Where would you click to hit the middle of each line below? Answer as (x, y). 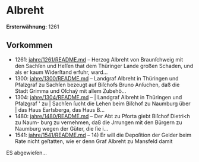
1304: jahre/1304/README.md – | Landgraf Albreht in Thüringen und (98, 97)
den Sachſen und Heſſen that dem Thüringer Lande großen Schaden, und (104, 66)
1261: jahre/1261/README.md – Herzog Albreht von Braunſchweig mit (99, 59)
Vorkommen (29, 45)
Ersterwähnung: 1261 (33, 27)
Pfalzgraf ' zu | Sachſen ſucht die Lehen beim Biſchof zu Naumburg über (103, 103)
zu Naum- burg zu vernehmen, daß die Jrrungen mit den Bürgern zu (98, 122)
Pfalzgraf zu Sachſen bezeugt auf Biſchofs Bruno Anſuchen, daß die (97, 85)
